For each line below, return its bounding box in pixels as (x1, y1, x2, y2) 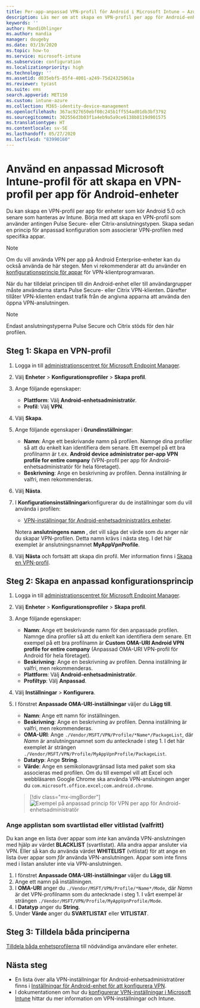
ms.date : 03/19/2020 (6, 42, 58, 48)
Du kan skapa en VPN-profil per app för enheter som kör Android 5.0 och (6, 207, 186, 214)
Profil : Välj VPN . (23, 402, 64, 410)
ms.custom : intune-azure (6, 97, 68, 103)
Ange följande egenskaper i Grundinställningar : (14, 426, 133, 433)
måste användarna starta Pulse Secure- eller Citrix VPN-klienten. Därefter (6, 286, 187, 293)
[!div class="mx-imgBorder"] (29, 794, 101, 801)
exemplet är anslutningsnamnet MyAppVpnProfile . (14, 541, 140, 548)
